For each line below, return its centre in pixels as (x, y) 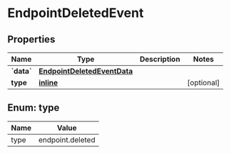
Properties (31, 39)
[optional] (204, 83)
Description (160, 59)
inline (48, 83)
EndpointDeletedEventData (86, 71)
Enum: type (34, 108)
